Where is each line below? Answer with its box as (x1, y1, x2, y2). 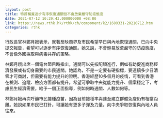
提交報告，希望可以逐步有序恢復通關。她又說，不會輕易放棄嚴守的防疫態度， (5, 45, 158, 51)
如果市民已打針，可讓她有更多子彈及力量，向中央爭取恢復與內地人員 (21, 102, 158, 108)
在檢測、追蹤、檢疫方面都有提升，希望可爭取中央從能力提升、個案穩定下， (5, 79, 154, 85)
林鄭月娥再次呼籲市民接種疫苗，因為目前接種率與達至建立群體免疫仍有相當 (5, 96, 154, 102)
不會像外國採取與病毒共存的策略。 (5, 51, 73, 57)
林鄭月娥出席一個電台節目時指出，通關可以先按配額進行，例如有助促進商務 (5, 61, 154, 67)
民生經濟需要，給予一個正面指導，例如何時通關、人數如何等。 (9, 86, 132, 91)
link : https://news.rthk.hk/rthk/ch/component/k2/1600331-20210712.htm (5, 20, 153, 26)
